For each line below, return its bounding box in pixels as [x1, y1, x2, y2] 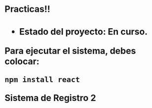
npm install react [4, 75, 80, 85]
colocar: [4, 56, 40, 67]
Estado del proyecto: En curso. [19, 26, 148, 38]
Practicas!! [4, 3, 50, 15]
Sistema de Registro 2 [4, 93, 96, 104]
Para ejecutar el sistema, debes [4, 46, 136, 56]
